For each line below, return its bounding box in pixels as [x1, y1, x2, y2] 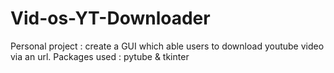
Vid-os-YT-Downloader [10, 7, 211, 30]
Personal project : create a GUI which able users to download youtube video [10, 40, 325, 52]
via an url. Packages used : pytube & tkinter [10, 50, 190, 62]
